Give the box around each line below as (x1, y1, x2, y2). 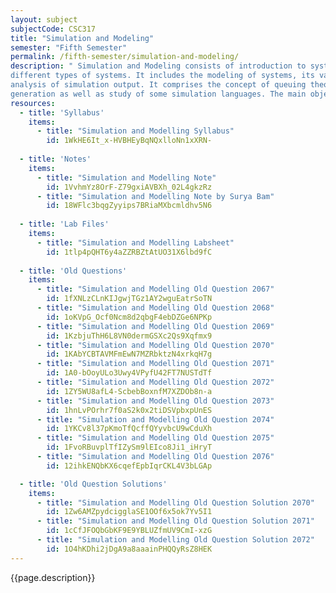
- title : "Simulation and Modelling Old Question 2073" (36, 396, 275, 406)
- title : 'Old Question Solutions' (19, 479, 168, 489)
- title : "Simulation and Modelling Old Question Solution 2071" (36, 516, 315, 526)
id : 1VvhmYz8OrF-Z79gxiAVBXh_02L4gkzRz (46, 182, 213, 192)
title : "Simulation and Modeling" (10, 33, 155, 43)
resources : (10, 98, 56, 108)
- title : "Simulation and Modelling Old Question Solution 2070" (36, 497, 315, 508)
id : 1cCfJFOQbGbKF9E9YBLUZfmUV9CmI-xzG (46, 526, 213, 536)
